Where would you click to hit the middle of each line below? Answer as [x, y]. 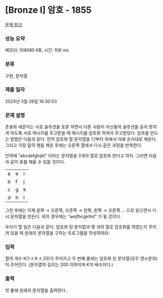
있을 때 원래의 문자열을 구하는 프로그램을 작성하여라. [60, 233]
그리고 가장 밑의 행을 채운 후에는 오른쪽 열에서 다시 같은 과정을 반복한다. [74, 145]
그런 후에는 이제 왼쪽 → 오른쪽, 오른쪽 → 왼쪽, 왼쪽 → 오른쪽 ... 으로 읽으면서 [78, 210]
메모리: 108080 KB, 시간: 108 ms [37, 50]
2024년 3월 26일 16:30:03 [31, 101]
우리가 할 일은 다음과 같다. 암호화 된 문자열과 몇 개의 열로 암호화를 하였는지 [76, 227]
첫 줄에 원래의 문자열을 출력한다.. [37, 290]
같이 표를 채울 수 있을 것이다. [38, 162]
